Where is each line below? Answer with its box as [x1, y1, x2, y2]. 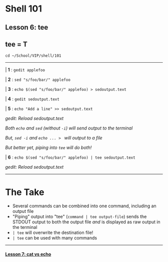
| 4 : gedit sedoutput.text [5, 96, 60, 102]
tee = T [5, 40, 27, 48]
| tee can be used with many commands [12, 235, 97, 241]
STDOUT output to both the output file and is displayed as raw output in [12, 219, 161, 225]
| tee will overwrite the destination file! [12, 229, 93, 236]
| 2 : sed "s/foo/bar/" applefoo [5, 76, 71, 83]
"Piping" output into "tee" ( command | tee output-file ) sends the [12, 214, 147, 220]
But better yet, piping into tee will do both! [5, 145, 92, 151]
